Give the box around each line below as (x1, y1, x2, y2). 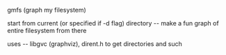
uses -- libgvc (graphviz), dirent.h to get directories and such (7, 40, 183, 47)
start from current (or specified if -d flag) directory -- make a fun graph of (7, 19, 219, 27)
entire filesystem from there (7, 27, 87, 34)
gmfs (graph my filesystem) (7, 6, 87, 14)
